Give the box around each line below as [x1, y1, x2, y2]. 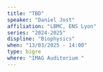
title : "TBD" [7, 10, 45, 17]
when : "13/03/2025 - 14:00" [7, 42, 88, 49]
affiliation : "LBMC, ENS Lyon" [7, 23, 97, 29]
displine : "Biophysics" [7, 36, 76, 43]
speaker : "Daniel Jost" [7, 16, 76, 23]
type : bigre [7, 49, 41, 56]
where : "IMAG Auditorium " [7, 55, 84, 62]
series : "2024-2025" [7, 29, 67, 36]
